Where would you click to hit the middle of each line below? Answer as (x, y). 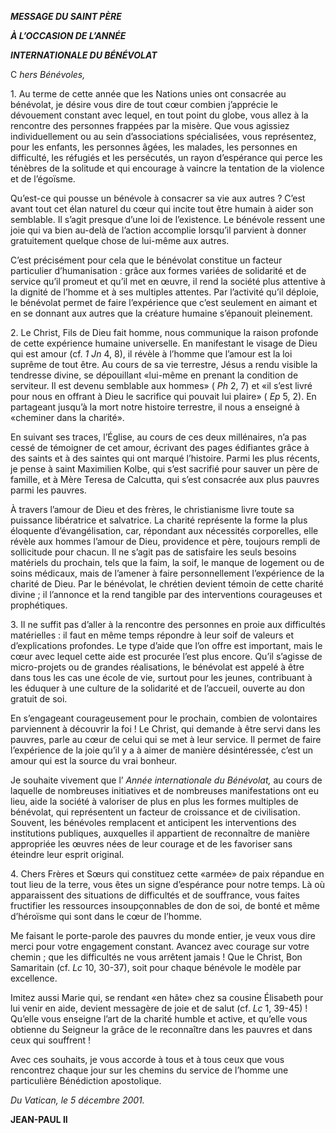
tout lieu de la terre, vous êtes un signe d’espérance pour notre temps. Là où (167, 884)
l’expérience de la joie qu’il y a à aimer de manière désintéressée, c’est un (162, 750)
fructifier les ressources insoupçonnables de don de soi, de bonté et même (165, 905)
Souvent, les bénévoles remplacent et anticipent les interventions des (153, 822)
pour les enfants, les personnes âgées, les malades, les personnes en (154, 147)
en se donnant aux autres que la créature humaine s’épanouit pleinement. (161, 313)
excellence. (34, 978)
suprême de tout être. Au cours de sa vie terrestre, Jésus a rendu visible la (164, 364)
